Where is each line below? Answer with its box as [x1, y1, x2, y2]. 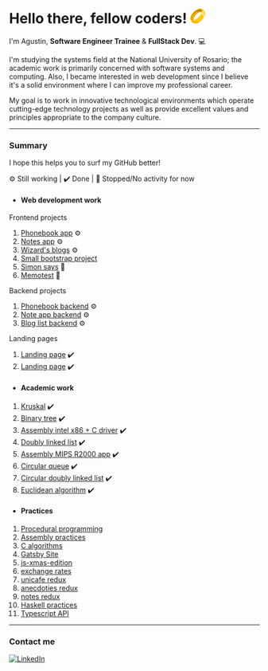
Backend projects [9, 286, 67, 296]
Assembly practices [20, 532, 86, 542]
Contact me [9, 636, 56, 647]
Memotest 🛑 [20, 271, 60, 281]
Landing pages [9, 334, 58, 343]
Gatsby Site [20, 549, 59, 559]
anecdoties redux [20, 583, 79, 593]
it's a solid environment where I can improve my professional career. [9, 80, 233, 89]
